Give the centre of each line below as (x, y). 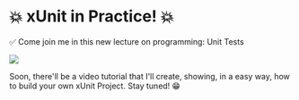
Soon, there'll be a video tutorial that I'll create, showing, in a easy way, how (149, 76)
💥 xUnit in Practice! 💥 (92, 17)
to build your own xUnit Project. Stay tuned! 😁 (95, 86)
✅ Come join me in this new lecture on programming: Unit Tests (127, 41)
